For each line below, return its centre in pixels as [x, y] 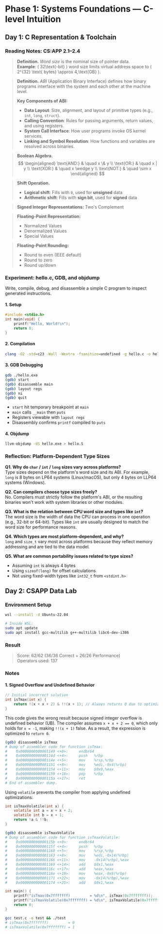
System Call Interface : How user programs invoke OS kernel [85, 131]
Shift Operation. [33, 183]
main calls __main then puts [39, 412]
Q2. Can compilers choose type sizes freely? [51, 492]
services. [33, 136]
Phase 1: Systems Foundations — [73, 9]
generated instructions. [28, 293]
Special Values [39, 236]
